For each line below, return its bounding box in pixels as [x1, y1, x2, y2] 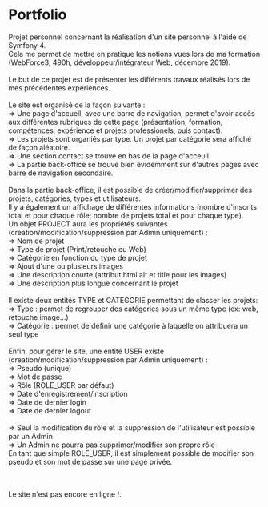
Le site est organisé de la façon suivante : [8, 100, 146, 110]
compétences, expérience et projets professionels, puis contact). [8, 126, 223, 135]
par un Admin [8, 431, 54, 441]
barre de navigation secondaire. [8, 168, 114, 178]
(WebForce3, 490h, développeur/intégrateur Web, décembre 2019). [8, 58, 231, 67]
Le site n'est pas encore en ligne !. [8, 489, 122, 499]
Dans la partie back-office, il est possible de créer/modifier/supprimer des [8, 185, 253, 194]
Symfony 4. [8, 40, 46, 50]
